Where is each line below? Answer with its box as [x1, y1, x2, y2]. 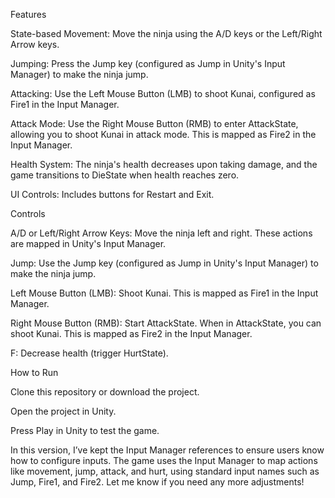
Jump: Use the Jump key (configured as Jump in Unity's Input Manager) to [10, 257, 319, 269]
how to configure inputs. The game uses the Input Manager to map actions [10, 455, 318, 466]
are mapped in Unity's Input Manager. [10, 238, 167, 249]
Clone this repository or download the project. [10, 386, 200, 398]
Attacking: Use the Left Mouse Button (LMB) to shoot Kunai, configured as [10, 88, 316, 99]
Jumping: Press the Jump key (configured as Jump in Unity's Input [10, 58, 286, 69]
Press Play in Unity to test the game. [10, 425, 160, 436]
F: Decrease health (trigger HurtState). [10, 347, 169, 359]
